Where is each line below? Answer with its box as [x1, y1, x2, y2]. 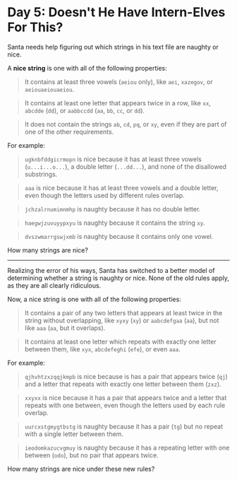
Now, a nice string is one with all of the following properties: [7, 295, 181, 303]
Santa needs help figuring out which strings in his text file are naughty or [7, 42, 219, 51]
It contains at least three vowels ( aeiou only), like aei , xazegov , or [24, 77, 213, 86]
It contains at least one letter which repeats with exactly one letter [24, 337, 217, 346]
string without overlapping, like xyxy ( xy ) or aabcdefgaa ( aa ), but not [24, 316, 219, 324]
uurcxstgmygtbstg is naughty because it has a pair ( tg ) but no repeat [24, 422, 224, 431]
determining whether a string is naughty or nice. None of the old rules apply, [7, 274, 229, 282]
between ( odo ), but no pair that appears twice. [24, 450, 159, 459]
